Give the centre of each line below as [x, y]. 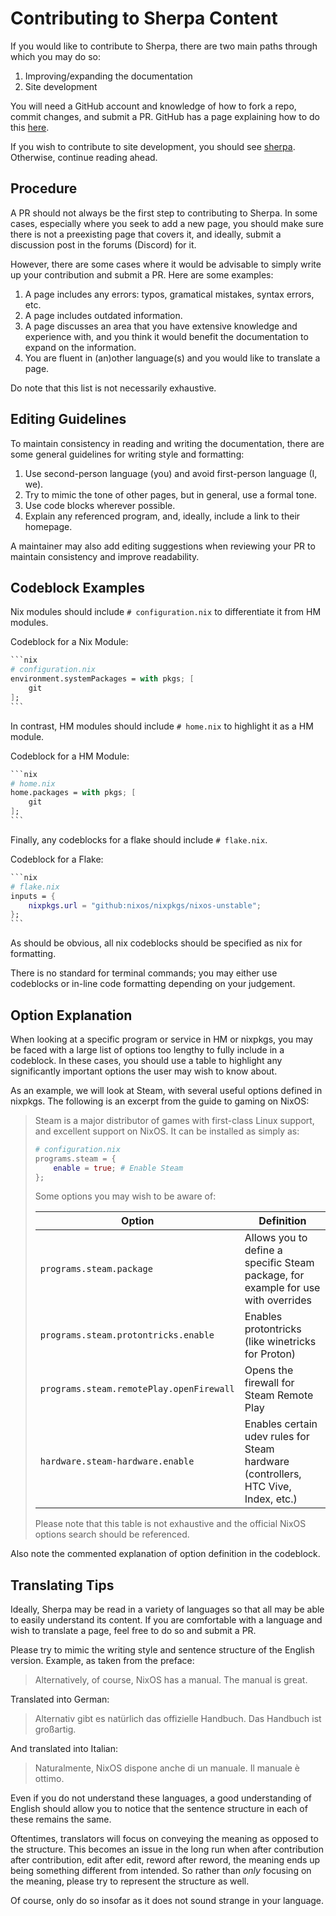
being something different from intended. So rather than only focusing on [161, 1871]
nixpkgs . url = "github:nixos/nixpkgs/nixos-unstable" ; [145, 905]
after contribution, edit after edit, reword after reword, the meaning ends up [165, 1860]
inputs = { [33, 896]
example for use [282, 1288]
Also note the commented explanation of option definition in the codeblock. [165, 1554]
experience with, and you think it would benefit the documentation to [166, 336]
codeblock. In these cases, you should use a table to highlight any [146, 1060]
